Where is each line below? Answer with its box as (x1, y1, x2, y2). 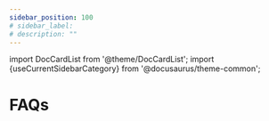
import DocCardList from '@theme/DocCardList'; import (9, 54, 215, 65)
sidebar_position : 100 (9, 12, 94, 22)
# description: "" (9, 29, 77, 38)
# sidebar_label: (9, 21, 74, 30)
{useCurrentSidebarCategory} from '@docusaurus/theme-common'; (9, 63, 261, 74)
